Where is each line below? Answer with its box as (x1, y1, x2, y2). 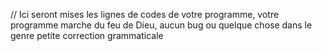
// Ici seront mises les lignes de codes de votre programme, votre (10, 9, 280, 20)
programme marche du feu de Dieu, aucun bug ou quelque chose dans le (10, 19, 313, 31)
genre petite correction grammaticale (10, 30, 164, 41)
